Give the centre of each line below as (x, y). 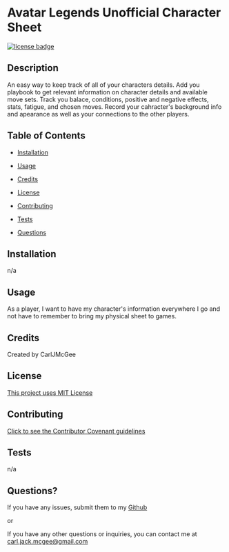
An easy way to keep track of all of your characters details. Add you (103, 85)
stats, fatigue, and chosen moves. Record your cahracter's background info (114, 106)
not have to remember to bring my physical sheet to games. (92, 316)
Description (33, 68)
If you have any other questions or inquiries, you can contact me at (102, 534)
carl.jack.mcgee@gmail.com (48, 542)
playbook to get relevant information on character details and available (108, 92)
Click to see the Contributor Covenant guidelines (76, 431)
